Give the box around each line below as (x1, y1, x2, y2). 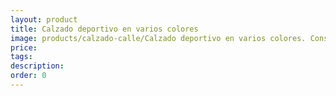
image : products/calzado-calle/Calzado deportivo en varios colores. (10, 33, 307, 43)
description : (10, 61, 65, 71)
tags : (10, 52, 33, 62)
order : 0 (10, 71, 47, 81)
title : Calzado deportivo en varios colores (10, 24, 199, 34)
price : (10, 42, 38, 53)
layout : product (10, 14, 78, 25)
